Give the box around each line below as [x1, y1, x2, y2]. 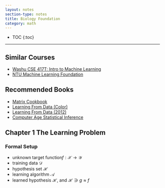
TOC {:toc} [12, 34, 34, 40]
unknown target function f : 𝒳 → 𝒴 [12, 154, 82, 160]
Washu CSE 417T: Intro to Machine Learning [12, 66, 102, 72]
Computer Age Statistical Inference [12, 114, 83, 120]
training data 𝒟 [12, 160, 43, 166]
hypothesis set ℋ [12, 165, 48, 172]
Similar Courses [5, 53, 55, 61]
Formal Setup [5, 143, 38, 150]
